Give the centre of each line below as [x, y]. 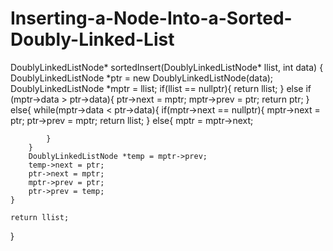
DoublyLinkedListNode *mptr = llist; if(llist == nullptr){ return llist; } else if [161, 88]
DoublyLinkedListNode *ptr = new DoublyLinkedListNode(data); [142, 78]
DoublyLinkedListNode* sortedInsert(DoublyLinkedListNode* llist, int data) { [167, 67]
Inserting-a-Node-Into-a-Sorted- [151, 18]
